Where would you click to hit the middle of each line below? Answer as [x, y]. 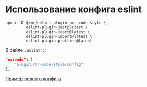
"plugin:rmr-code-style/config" [49, 64]
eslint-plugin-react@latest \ [58, 32]
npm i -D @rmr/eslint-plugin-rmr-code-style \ [56, 23]
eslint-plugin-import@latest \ [59, 36]
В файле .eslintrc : [26, 50]
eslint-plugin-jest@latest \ [57, 27]
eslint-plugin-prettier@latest [59, 41]
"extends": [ [19, 60]
